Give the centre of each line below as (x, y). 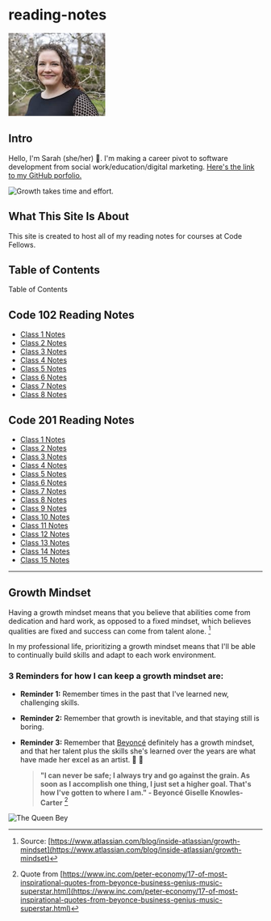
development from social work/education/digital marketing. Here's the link (131, 167)
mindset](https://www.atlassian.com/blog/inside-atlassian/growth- (131, 850)
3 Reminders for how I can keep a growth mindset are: (116, 676)
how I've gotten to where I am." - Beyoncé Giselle (124, 792)
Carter (51, 802)
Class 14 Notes (45, 551)
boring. (32, 727)
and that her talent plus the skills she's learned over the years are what (138, 751)
